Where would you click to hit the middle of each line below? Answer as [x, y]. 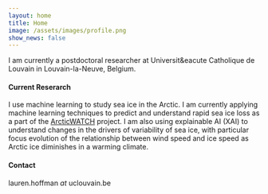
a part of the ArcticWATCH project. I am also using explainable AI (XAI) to [128, 122]
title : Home [28, 23]
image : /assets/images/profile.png [67, 30]
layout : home [30, 16]
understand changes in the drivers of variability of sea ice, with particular [129, 130]
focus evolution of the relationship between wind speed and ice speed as [128, 138]
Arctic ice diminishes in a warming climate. [79, 147]
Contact [22, 165]
